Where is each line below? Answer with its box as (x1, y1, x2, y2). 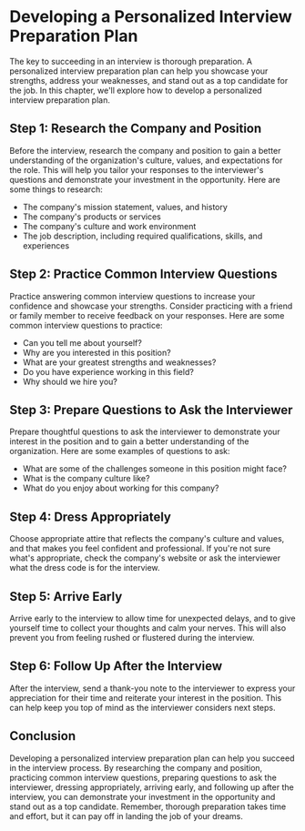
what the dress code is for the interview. (9, 562, 161, 573)
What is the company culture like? (22, 473, 150, 484)
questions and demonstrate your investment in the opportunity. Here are (9, 174, 280, 185)
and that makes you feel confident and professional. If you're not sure (9, 543, 271, 554)
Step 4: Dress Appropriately (9, 509, 171, 524)
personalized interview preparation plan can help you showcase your (9, 66, 269, 76)
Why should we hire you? (22, 376, 118, 387)
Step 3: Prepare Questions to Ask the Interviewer (9, 402, 293, 418)
